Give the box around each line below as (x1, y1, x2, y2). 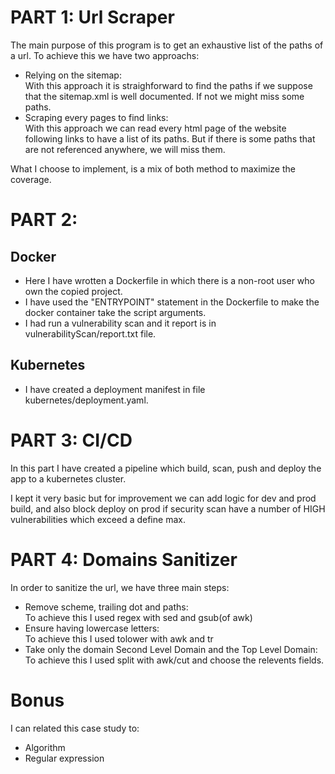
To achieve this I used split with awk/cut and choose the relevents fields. (24, 654, 325, 666)
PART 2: (10, 209, 78, 231)
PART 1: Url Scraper (10, 6, 175, 29)
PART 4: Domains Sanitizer (10, 548, 238, 571)
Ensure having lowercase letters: (24, 622, 160, 634)
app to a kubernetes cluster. (10, 472, 127, 485)
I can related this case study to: (10, 722, 140, 734)
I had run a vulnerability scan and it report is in (24, 317, 217, 329)
